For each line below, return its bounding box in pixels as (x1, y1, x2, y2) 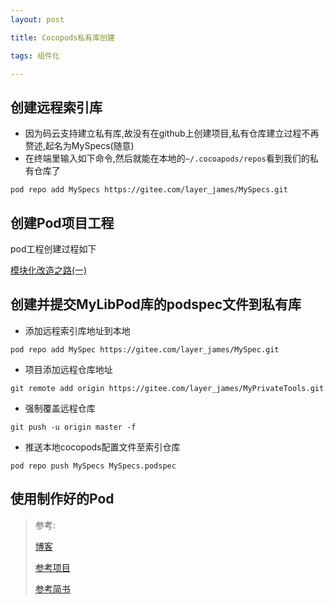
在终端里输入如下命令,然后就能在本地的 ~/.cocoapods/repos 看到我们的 (24, 152, 310, 165)
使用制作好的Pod (10, 491, 115, 508)
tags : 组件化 (10, 51, 60, 61)
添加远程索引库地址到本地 (24, 324, 131, 336)
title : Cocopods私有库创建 (10, 32, 115, 43)
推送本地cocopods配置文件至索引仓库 (24, 441, 181, 453)
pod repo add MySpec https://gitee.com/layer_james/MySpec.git (10, 344, 280, 355)
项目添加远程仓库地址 (24, 363, 113, 375)
